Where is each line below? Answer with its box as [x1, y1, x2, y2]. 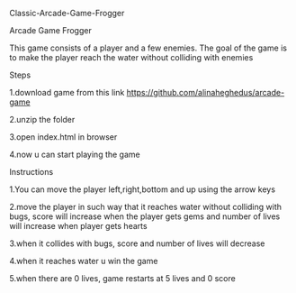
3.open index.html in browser [9, 132, 118, 142]
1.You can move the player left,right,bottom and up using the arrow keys [9, 184, 276, 195]
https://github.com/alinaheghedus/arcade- [126, 87, 285, 97]
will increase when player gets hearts [9, 221, 148, 231]
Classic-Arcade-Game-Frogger [9, 8, 125, 18]
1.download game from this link [9, 87, 125, 97]
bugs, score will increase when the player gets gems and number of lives [9, 211, 281, 222]
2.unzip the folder [9, 114, 76, 124]
